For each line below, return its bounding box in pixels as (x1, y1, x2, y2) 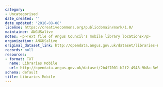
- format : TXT (5, 57, 34, 61)
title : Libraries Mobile (5, 74, 55, 79)
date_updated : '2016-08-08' (5, 20, 62, 26)
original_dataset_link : (5, 43, 53, 48)
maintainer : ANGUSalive (5, 29, 53, 34)
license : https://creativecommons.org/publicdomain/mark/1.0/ (5, 25, 133, 30)
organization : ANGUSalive (5, 39, 57, 43)
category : (5, 7, 25, 12)
